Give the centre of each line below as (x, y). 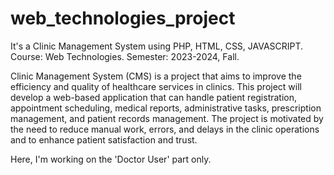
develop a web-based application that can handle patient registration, (154, 97)
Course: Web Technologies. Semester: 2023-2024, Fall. (125, 56)
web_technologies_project (123, 18)
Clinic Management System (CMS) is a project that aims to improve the (156, 76)
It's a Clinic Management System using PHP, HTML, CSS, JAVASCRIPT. (157, 46)
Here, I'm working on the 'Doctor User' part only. (111, 159)
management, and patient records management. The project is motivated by (167, 118)
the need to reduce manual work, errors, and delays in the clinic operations (165, 129)
